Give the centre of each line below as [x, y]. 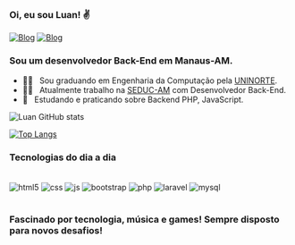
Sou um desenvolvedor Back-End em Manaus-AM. [121, 61]
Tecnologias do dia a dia [63, 157]
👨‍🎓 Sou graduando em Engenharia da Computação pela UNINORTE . [150, 80]
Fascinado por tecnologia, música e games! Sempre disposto [144, 220]
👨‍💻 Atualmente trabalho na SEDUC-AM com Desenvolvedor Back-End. [154, 89]
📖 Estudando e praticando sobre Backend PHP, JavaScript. [133, 99]
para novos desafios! [56, 231]
